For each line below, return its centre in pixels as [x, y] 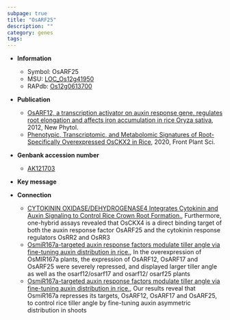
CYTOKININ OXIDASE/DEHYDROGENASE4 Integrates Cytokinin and [123, 208]
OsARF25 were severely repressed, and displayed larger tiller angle [122, 267]
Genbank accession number [58, 156]
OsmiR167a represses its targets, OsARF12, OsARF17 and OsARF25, [122, 296]
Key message [37, 182]
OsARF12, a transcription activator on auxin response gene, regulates [125, 113]
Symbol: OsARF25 [53, 72]
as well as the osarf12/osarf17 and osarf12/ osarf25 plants [108, 274]
